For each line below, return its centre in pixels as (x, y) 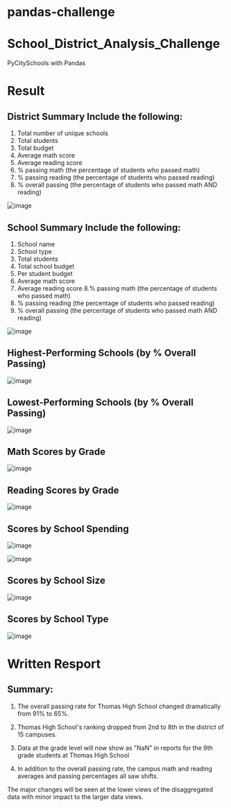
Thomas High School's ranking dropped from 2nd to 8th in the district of (120, 727)
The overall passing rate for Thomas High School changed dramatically (119, 706)
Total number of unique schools (63, 133)
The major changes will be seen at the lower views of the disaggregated (110, 789)
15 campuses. (37, 734)
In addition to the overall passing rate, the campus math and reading (115, 768)
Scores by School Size (56, 581)
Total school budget (46, 266)
